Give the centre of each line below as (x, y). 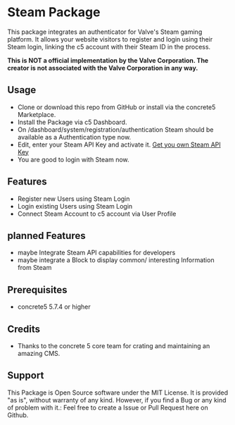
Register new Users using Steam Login (74, 199)
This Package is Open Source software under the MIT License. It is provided (118, 393)
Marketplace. (37, 114)
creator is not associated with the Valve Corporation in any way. (103, 68)
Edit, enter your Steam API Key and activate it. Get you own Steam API (119, 144)
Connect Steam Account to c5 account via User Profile (97, 214)
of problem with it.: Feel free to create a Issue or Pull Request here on (108, 407)
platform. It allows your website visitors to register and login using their (110, 39)
